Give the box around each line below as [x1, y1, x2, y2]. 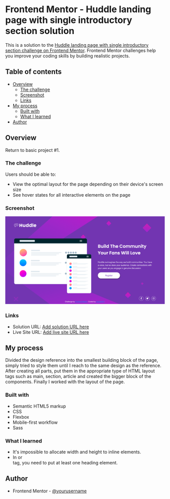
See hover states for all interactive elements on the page [12, 192, 131, 198]
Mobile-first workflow [12, 419, 58, 425]
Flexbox [12, 414, 29, 420]
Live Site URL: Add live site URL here [12, 329, 90, 335]
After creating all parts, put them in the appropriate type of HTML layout [5, 368, 155, 374]
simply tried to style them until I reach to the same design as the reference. [5, 362, 162, 369]
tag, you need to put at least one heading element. [12, 459, 118, 465]
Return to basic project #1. [5, 147, 60, 153]
